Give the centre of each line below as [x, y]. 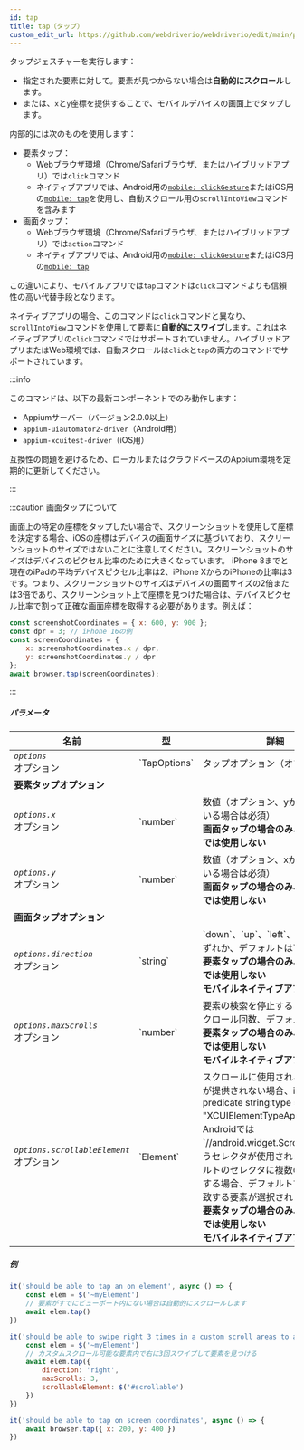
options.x [35, 815]
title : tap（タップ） [47, 26]
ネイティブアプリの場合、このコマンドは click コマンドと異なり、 [130, 316]
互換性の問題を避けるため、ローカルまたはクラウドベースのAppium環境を [147, 459]
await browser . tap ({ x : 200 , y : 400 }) [101, 1429]
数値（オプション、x [246, 859]
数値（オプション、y [246, 802]
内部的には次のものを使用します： [73, 134]
